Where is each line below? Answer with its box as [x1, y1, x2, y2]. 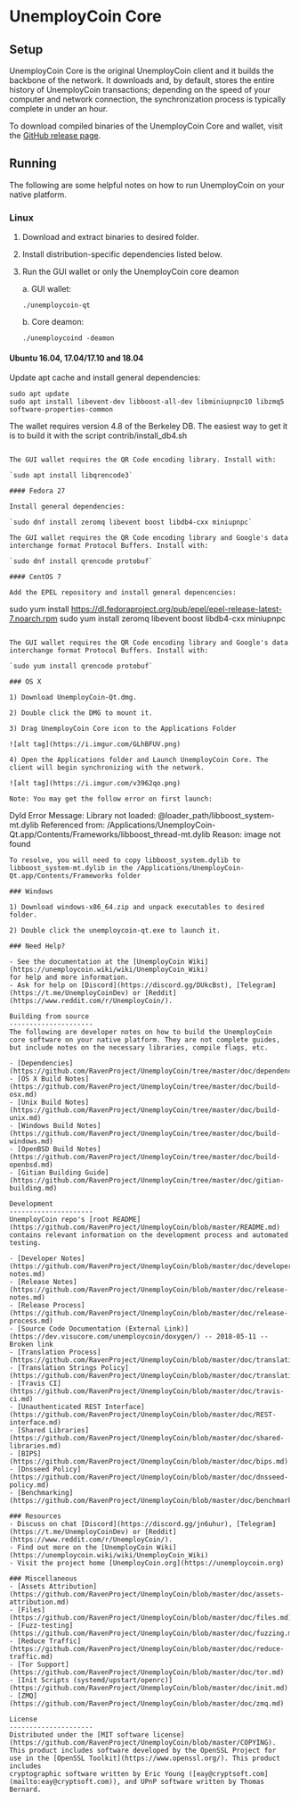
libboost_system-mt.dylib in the [9, 864, 133, 873]
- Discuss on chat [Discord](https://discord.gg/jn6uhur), [9, 1520, 233, 1529]
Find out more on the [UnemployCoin [17, 1543, 153, 1552]
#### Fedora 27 [9, 486, 66, 496]
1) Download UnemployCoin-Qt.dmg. [9, 693, 138, 702]
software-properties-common [9, 405, 114, 414]
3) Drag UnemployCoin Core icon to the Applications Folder [9, 725, 238, 734]
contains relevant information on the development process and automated [9, 1231, 289, 1240]
